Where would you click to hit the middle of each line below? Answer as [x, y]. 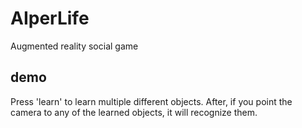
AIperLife [50, 18]
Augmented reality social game [74, 46]
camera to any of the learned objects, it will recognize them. [134, 112]
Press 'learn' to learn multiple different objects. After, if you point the [151, 101]
